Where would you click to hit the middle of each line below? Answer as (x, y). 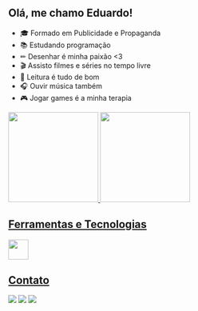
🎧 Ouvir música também (61, 86)
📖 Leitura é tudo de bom (59, 77)
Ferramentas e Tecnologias (78, 224)
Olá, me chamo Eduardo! (71, 13)
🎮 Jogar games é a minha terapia (75, 98)
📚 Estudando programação (65, 45)
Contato (29, 280)
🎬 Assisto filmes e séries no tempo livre (85, 65)
